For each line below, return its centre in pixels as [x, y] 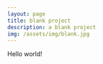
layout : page [26, 14]
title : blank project [39, 21]
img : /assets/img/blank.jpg [49, 34]
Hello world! [25, 54]
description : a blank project [52, 27]
